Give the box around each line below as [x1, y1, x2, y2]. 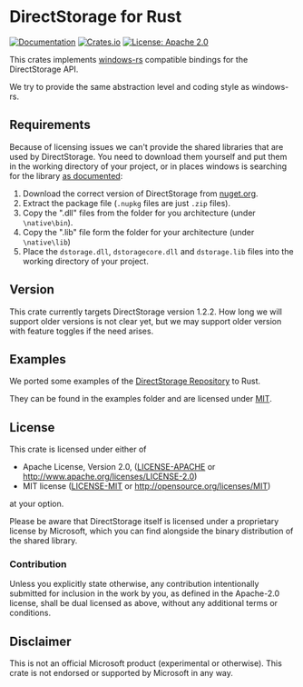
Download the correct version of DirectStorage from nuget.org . [22, 188, 259, 199]
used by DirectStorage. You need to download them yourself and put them [9, 151, 288, 162]
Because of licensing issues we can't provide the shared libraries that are [9, 141, 284, 152]
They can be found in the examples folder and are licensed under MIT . [9, 393, 272, 404]
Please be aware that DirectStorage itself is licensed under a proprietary [9, 516, 279, 527]
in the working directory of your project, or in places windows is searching [9, 161, 288, 172]
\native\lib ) [22, 236, 71, 247]
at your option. [9, 498, 64, 510]
